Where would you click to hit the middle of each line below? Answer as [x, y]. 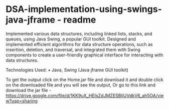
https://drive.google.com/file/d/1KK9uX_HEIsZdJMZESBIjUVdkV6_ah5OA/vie [85, 95]
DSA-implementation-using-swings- [84, 9]
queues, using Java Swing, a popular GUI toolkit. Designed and [71, 39]
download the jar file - [29, 90]
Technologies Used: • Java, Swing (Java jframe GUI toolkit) [67, 70]
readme [79, 20]
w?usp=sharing [22, 100]
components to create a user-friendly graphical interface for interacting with [84, 55]
